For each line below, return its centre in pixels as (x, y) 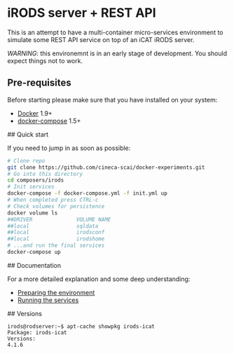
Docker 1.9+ (35, 113)
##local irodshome (56, 239)
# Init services (31, 187)
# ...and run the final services (56, 246)
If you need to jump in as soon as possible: (69, 148)
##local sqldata (53, 226)
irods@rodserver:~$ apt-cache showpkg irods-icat (81, 326)
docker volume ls (33, 213)
